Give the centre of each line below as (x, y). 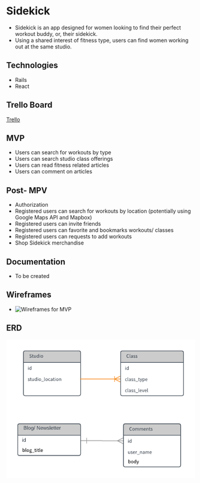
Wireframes (29, 295)
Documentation (36, 262)
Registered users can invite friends (58, 224)
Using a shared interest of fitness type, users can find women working (101, 40)
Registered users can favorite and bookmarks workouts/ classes (94, 230)
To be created (32, 276)
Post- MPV (27, 190)
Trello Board (29, 105)
